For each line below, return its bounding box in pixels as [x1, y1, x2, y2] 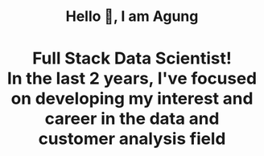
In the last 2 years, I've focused [7, 68, 257, 89]
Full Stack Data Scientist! [32, 47, 232, 69]
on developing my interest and [10, 88, 254, 109]
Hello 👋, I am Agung [65, 7, 199, 26]
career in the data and [44, 108, 220, 129]
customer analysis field [38, 128, 226, 150]
